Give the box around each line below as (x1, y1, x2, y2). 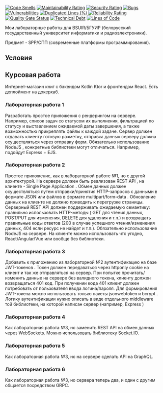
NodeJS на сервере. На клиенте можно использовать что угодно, (5, 230, 144, 236)
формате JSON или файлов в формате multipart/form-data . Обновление (5, 194, 156, 199)
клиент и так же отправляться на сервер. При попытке (5, 270, 121, 276)
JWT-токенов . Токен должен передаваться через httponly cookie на (5, 265, 149, 271)
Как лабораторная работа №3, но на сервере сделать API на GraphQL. (5, 354, 154, 359)
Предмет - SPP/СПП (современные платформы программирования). (5, 39, 151, 45)
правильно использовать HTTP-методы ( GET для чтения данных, (5, 209, 144, 215)
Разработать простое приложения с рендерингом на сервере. (5, 113, 136, 118)
